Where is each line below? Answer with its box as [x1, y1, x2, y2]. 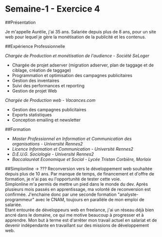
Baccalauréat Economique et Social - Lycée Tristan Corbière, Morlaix [12, 156, 151, 162]
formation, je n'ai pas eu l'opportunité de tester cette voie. [5, 176, 121, 182]
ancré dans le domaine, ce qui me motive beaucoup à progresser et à [5, 212, 144, 218]
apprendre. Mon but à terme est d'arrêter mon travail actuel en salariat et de [5, 217, 157, 223]
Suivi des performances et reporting [12, 82, 85, 88]
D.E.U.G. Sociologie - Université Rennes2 [12, 151, 94, 157]
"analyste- [117, 191, 139, 197]
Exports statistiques [12, 111, 52, 117]
